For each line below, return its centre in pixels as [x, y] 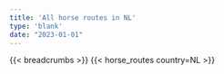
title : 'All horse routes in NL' [73, 18]
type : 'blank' [36, 26]
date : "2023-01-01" [46, 34]
